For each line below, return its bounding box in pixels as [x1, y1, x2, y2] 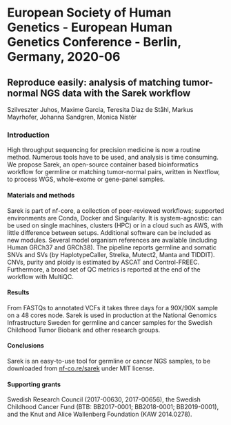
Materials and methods [7, 191, 75, 199]
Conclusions [7, 341, 45, 350]
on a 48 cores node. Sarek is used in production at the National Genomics [7, 311, 217, 319]
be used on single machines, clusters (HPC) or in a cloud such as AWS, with [7, 221, 223, 229]
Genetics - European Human [7, 19, 173, 35]
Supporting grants [7, 380, 61, 388]
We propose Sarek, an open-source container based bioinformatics [7, 160, 199, 169]
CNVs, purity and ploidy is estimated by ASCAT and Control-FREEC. [7, 258, 200, 266]
